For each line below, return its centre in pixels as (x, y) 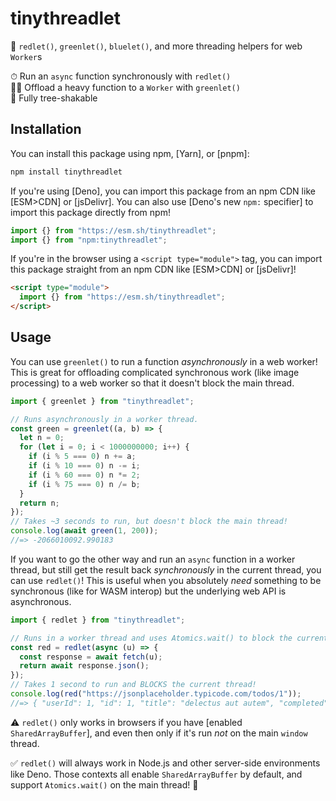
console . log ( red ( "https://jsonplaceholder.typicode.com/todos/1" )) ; (156, 694)
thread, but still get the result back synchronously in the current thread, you (166, 569)
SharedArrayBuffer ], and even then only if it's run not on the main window (159, 733)
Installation (46, 129)
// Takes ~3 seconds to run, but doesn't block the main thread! (149, 522)
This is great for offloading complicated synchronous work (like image (155, 372)
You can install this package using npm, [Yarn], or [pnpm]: (130, 153)
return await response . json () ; (84, 666)
